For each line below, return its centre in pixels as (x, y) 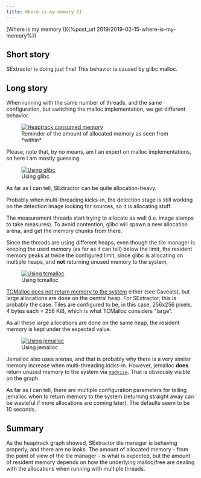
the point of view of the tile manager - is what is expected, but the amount (98, 456)
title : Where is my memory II (44, 12)
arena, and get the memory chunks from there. (64, 231)
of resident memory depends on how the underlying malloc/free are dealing (101, 462)
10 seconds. (21, 410)
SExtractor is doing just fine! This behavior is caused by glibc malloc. (92, 69)
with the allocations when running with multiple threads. (76, 469)
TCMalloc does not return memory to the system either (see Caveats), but (98, 292)
